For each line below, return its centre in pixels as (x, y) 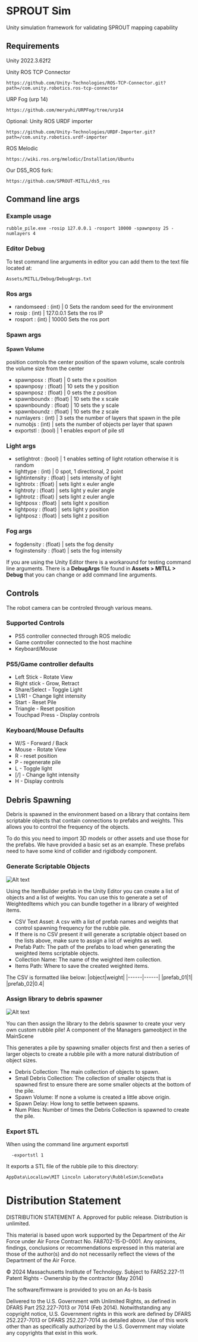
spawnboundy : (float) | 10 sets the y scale (67, 405)
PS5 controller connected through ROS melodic (73, 636)
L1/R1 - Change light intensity (50, 696)
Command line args (43, 200)
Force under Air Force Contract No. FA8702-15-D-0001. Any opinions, (92, 1241)
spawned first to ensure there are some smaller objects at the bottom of (103, 1084)
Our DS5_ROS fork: (30, 170)
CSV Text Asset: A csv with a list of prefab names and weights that (96, 921)
